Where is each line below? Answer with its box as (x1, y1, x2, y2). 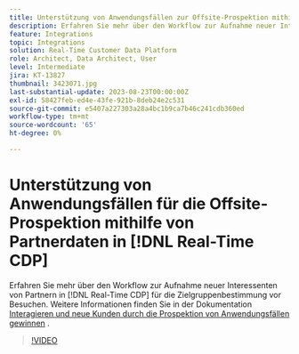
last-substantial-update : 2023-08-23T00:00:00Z (9, 87, 190, 96)
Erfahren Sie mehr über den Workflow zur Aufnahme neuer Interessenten (9, 279, 278, 290)
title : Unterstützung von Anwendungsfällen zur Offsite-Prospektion (9, 12, 269, 22)
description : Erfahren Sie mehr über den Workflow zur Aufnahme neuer (9, 21, 277, 30)
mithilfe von (104, 213, 195, 233)
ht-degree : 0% (9, 129, 62, 138)
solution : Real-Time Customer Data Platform (9, 46, 177, 55)
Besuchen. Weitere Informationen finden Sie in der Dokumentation (9, 299, 252, 310)
